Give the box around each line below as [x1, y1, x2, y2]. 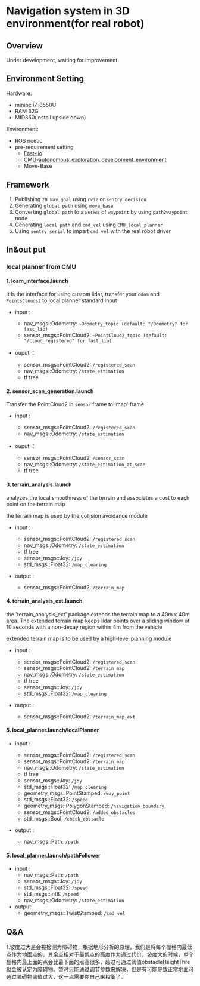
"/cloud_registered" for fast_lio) [23, 338, 112, 344]
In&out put [6, 245, 46, 255]
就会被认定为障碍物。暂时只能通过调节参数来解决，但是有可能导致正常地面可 [6, 966, 194, 973]
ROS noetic [14, 137, 43, 144]
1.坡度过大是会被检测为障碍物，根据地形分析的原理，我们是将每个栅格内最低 [6, 943, 192, 950]
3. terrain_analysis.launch [6, 481, 73, 488]
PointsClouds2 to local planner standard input [6, 297, 117, 304]
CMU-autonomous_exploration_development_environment [23, 156, 167, 163]
